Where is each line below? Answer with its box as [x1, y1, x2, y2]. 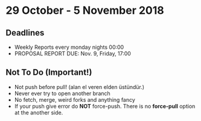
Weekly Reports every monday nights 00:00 [14, 43, 124, 51]
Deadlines [5, 28, 45, 38]
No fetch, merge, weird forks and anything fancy [14, 96, 135, 103]
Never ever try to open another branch [14, 90, 111, 97]
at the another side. [14, 109, 63, 116]
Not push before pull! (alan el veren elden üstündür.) [14, 83, 145, 90]
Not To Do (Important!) [5, 67, 92, 78]
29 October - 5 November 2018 [5, 4, 164, 17]
